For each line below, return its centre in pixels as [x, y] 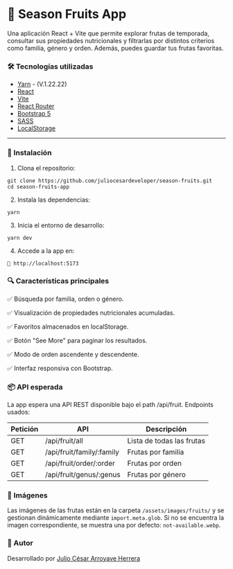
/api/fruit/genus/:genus [83, 475]
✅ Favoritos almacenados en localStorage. [68, 326]
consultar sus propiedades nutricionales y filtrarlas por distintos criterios [111, 40]
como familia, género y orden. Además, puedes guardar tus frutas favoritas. [115, 48]
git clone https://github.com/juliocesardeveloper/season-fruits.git [110, 181]
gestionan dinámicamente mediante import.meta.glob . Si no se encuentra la [115, 518]
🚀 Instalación [29, 153]
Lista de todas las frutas [166, 441]
